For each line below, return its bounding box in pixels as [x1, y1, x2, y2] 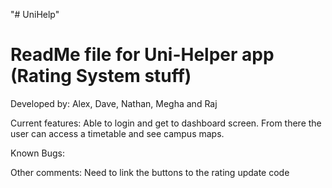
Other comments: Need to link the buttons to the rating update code [10, 166, 290, 178]
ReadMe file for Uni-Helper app [10, 44, 275, 66]
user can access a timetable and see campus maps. [10, 127, 225, 139]
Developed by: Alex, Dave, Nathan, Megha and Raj [10, 97, 218, 109]
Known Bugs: [10, 147, 65, 159]
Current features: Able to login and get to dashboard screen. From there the [10, 117, 322, 129]
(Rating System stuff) [10, 65, 192, 88]
